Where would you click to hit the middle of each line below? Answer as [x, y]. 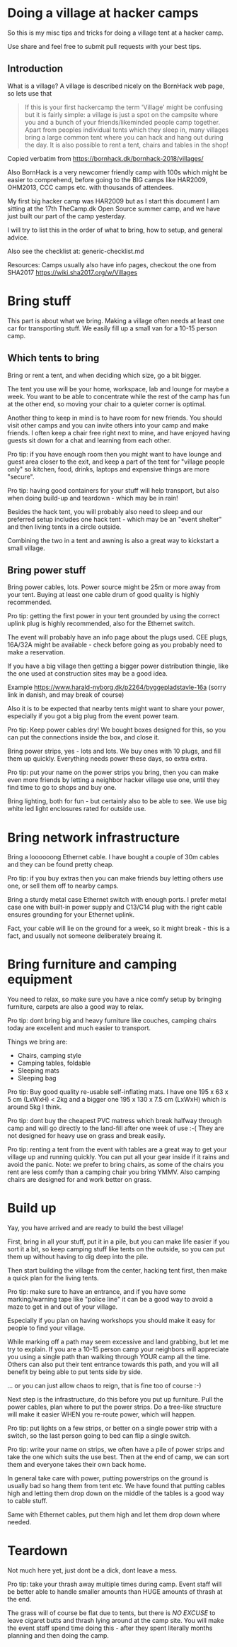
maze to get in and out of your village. [63, 1307]
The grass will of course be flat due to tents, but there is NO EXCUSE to [111, 1613]
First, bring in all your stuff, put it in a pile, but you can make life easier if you [118, 1241]
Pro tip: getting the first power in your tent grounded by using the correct [114, 616]
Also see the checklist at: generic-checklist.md [76, 251]
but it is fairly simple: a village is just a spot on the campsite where [121, 114]
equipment [40, 979]
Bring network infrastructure [94, 837]
